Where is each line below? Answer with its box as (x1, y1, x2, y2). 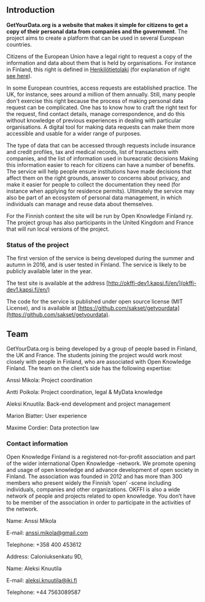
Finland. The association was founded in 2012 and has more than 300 (6, 473, 183, 480)
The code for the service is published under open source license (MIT (6, 298, 183, 306)
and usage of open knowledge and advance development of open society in (6, 466, 199, 474)
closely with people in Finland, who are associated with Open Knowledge (6, 358, 191, 365)
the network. (6, 506, 39, 513)
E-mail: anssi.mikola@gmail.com (6, 529, 88, 536)
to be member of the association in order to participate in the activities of (6, 499, 191, 506)
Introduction (6, 5, 55, 15)
